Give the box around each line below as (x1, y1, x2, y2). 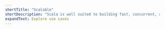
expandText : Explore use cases (5, 16, 69, 21)
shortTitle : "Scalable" (5, 7, 54, 12)
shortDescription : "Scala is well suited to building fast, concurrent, (5, 12, 157, 17)
